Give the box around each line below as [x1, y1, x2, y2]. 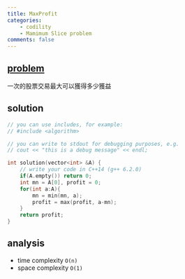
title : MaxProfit [7, 10, 58, 18]
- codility [20, 23, 52, 30]
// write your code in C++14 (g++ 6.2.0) [20, 166, 142, 173]
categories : [7, 17, 42, 24]
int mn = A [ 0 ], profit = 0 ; [20, 179, 101, 186]
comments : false [7, 36, 54, 43]
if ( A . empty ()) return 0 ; [20, 172, 92, 179]
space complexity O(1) [17, 264, 83, 272]
